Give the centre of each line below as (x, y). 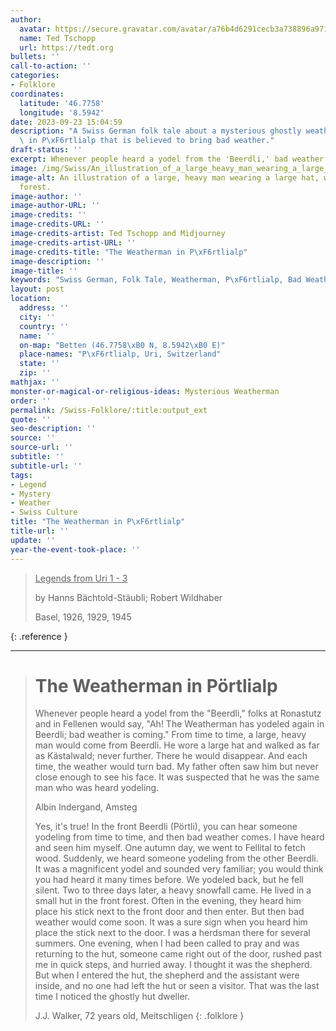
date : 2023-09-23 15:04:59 (66, 122)
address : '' (44, 308)
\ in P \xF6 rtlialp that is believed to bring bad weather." (147, 141)
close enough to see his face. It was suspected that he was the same (177, 777)
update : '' (33, 540)
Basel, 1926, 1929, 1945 (83, 617)
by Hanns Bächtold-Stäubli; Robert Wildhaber (128, 597)
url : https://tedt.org (66, 47)
